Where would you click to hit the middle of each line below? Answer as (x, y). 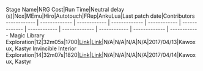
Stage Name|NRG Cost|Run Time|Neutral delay (65, 9)
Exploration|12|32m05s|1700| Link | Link (54, 42)
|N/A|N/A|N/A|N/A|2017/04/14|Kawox (149, 55)
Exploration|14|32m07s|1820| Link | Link (54, 55)
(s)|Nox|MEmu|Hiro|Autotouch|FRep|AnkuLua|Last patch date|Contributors (100, 16)
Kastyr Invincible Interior (46, 48)
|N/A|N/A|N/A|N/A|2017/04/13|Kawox (149, 42)
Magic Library (27, 35)
